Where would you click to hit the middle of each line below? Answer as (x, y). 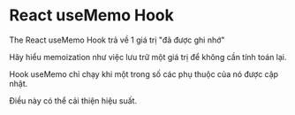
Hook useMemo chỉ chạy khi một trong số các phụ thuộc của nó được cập (144, 74)
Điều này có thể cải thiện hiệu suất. (73, 100)
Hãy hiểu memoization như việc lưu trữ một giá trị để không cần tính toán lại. (148, 57)
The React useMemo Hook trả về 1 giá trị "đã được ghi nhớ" (117, 40)
